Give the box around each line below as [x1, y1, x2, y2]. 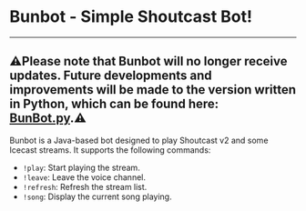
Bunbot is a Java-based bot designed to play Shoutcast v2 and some [9, 135, 269, 146]
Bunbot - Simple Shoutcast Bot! [9, 6, 253, 27]
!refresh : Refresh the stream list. [22, 181, 148, 192]
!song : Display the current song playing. [22, 191, 172, 202]
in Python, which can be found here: [9, 96, 219, 112]
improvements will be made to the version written [9, 82, 297, 97]
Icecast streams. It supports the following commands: [9, 144, 211, 156]
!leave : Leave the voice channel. [22, 171, 146, 183]
